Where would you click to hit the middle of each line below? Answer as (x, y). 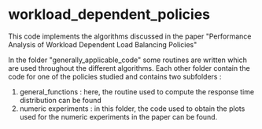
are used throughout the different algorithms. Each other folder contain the (129, 68)
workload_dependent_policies (109, 15)
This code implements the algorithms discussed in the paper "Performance (130, 36)
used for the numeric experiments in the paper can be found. (118, 116)
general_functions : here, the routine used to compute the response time (137, 91)
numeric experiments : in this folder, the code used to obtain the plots (132, 109)
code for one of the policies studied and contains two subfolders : (115, 76)
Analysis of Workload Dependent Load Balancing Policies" (103, 44)
